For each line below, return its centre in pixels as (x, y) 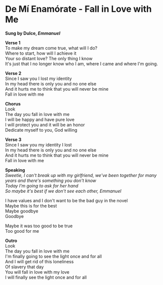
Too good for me (22, 231)
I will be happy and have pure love (40, 119)
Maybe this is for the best (31, 206)
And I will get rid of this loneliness (40, 261)
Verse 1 (13, 42)
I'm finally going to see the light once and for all (54, 256)
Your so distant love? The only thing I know (49, 58)
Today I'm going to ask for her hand (42, 185)
